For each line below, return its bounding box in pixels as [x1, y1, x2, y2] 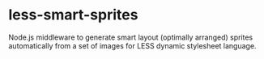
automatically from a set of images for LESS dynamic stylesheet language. [8, 40, 257, 50]
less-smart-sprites [8, 6, 138, 24]
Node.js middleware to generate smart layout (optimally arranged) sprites [8, 32, 253, 42]
